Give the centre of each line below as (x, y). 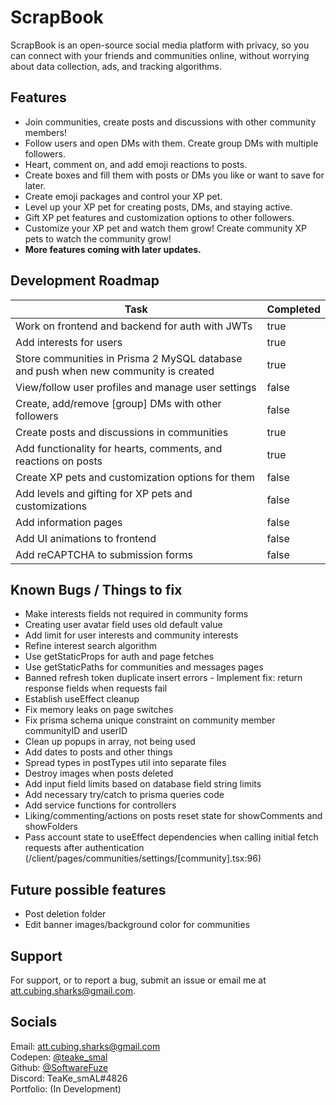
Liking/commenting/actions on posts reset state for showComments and (173, 816)
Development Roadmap (85, 281)
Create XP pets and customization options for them (135, 477)
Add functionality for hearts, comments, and (119, 448)
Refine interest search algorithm (91, 646)
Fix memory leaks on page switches (99, 710)
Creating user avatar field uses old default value (123, 625)
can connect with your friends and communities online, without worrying (160, 55)
